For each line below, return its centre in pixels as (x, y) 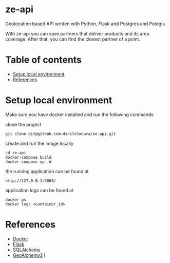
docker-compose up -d (29, 162)
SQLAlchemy (26, 250)
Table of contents (44, 60)
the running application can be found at (47, 171)
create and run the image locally (39, 143)
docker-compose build (29, 157)
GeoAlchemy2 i (29, 255)
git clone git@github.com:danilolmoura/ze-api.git (61, 134)
